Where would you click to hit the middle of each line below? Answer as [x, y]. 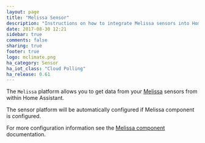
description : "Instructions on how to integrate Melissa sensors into [98, 23]
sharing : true [24, 46]
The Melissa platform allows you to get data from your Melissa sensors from [102, 91]
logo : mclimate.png [31, 57]
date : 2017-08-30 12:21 [37, 29]
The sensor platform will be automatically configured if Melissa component [100, 110]
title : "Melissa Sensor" [38, 18]
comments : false [27, 40]
